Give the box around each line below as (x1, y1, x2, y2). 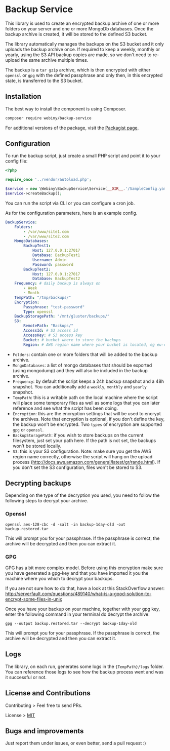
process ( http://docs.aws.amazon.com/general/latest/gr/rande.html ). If (12, 459, 160, 465)
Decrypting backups (5, 479, 71, 487)
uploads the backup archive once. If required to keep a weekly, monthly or (5, 46, 160, 52)
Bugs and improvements (5, 727, 84, 735)
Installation (5, 92, 41, 101)
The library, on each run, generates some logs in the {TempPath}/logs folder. (5, 663, 164, 669)
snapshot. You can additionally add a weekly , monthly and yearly (12, 383, 147, 389)
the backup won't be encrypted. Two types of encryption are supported (12, 421, 162, 427)
